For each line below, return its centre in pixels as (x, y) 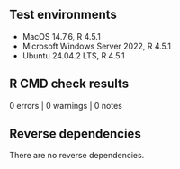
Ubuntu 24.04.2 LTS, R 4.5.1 (73, 55)
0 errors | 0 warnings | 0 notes (66, 105)
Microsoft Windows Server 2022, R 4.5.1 (97, 46)
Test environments (63, 15)
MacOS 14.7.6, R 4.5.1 (61, 36)
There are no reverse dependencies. (77, 156)
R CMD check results (69, 84)
